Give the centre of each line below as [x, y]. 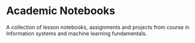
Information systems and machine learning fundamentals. [77, 33]
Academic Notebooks [61, 11]
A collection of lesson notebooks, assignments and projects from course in [98, 27]
